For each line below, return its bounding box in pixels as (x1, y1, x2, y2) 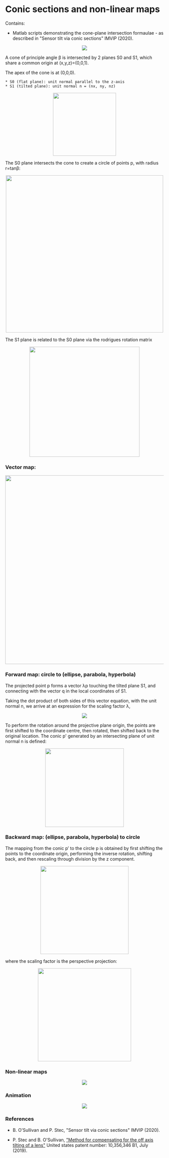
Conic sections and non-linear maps (5, 4, 160, 15)
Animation (5, 1092, 31, 1099)
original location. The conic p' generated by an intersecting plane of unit (5, 733, 155, 739)
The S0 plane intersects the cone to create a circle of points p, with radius (5, 160, 159, 166)
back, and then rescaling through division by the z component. (5, 856, 135, 862)
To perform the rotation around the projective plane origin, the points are (5, 722, 156, 728)
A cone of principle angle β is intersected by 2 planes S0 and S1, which (5, 54, 152, 60)
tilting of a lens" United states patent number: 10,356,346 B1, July (12, 1142, 148, 1148)
